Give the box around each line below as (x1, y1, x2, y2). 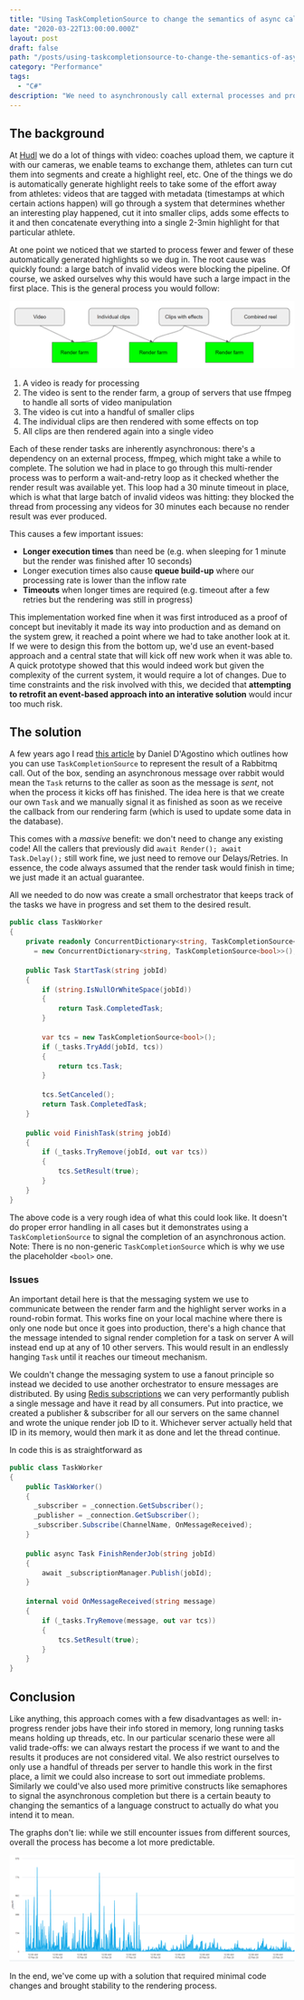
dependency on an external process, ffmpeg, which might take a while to (9, 453, 282, 463)
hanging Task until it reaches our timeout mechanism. (9, 1351, 208, 1362)
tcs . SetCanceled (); (42, 1090, 116, 1099)
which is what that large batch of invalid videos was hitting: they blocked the (9, 491, 294, 502)
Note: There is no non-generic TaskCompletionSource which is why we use (9, 1241, 285, 1252)
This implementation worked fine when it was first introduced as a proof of (9, 611, 288, 622)
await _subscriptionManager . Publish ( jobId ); (42, 1568, 213, 1577)
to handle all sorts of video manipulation (22, 396, 173, 407)
